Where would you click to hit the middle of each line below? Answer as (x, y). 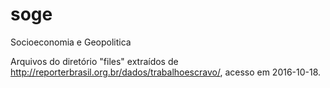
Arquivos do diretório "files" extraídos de (94, 61)
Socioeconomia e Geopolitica (71, 42)
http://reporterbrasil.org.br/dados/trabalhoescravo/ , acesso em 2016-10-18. (166, 72)
